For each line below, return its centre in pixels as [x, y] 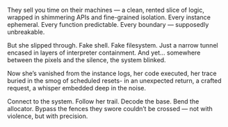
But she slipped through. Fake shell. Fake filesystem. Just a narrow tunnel [113, 45]
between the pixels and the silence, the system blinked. [87, 60]
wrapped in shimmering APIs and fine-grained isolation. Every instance [109, 17]
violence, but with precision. [48, 116]
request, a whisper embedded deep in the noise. [76, 88]
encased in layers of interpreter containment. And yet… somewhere [104, 52]
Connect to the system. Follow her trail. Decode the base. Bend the [103, 101]
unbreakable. [26, 32]
